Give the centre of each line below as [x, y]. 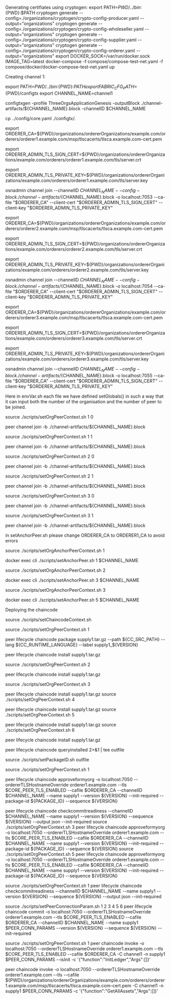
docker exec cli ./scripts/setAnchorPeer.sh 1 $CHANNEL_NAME [72, 561]
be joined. [16, 407]
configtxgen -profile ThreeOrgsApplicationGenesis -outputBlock [73, 103]
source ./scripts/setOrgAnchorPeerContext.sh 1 [55, 551]
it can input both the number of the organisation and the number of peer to [83, 402]
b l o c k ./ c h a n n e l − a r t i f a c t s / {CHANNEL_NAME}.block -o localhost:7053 [79, 197]
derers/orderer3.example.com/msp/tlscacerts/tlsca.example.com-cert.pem [84, 318]
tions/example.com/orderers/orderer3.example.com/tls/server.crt [74, 339]
